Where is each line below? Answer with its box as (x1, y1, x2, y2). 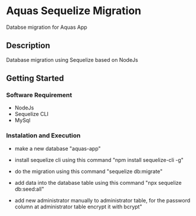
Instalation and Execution (6, 131, 81, 139)
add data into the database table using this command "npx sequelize (14, 179, 182, 186)
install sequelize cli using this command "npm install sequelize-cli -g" (14, 156, 184, 163)
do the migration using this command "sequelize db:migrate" (14, 168, 163, 175)
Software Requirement (6, 91, 73, 99)
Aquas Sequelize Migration (6, 4, 142, 18)
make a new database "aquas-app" (14, 145, 102, 152)
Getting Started (6, 74, 64, 84)
